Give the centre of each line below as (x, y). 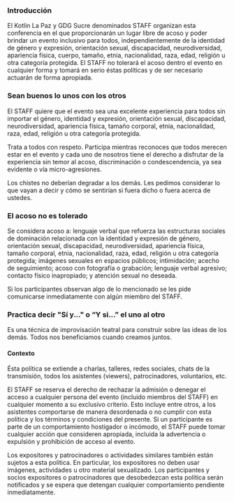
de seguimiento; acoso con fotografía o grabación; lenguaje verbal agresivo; (117, 268)
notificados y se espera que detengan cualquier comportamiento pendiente (116, 485)
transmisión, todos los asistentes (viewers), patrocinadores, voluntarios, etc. (117, 376)
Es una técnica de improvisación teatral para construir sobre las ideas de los (117, 330)
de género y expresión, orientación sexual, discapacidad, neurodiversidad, (115, 48)
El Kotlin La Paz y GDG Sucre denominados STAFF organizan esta (102, 26)
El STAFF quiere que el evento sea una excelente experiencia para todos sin (116, 111)
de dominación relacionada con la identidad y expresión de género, (104, 238)
